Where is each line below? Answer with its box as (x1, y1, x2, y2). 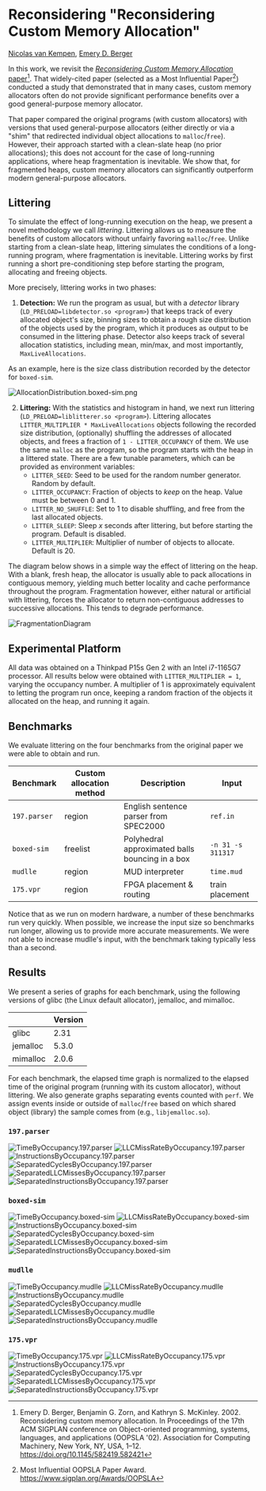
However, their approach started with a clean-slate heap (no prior (8, 139, 222, 149)
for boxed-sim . (8, 372, 54, 382)
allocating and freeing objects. (8, 268, 108, 277)
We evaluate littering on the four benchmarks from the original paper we (8, 740, 244, 750)
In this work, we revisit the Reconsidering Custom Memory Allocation (8, 63, 234, 73)
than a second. (8, 943, 57, 953)
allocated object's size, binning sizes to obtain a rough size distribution (19, 315, 252, 325)
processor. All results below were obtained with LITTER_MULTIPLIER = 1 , (8, 671, 241, 681)
